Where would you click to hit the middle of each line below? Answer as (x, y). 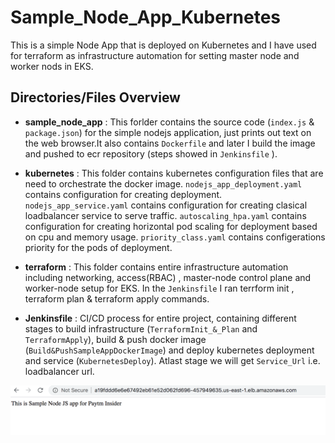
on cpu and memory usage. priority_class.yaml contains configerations (175, 237)
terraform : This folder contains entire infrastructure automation (156, 267)
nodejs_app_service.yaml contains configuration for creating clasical (166, 205)
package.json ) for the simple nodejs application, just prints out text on (168, 132)
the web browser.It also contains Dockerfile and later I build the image (170, 143)
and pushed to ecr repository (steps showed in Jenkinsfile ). (151, 153)
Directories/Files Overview (95, 97)
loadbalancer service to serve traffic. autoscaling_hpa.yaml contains (165, 215)
